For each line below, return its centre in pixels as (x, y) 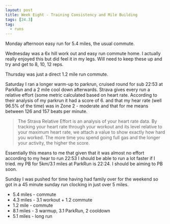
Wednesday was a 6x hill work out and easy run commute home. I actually (83, 54)
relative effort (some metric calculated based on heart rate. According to (81, 95)
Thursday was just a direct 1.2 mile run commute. (57, 74)
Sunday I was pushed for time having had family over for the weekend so (82, 179)
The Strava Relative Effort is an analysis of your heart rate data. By (87, 121)
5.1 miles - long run (32, 216)
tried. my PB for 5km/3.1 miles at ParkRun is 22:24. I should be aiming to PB (84, 164)
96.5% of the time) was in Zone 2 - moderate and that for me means (77, 106)
